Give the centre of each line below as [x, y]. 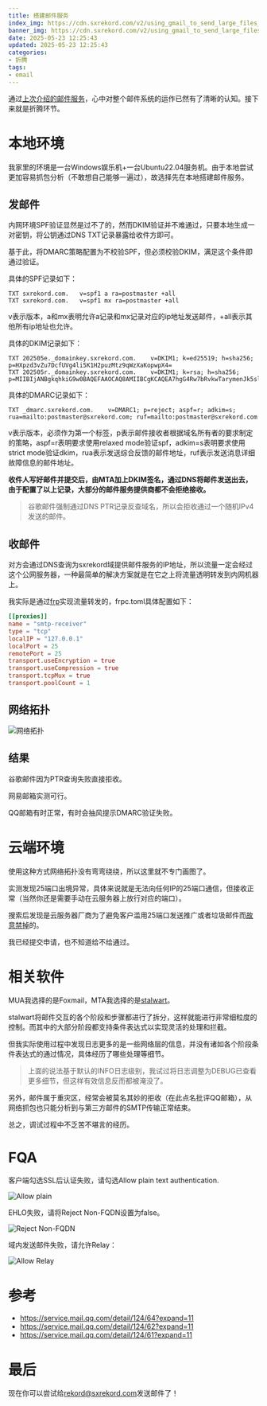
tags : [17, 68]
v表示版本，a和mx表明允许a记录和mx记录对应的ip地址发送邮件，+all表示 [127, 317]
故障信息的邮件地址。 [43, 463]
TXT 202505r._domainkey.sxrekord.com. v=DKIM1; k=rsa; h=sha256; [124, 372]
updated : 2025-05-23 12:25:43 [58, 45]
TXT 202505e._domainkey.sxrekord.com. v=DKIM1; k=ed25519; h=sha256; [131, 359]
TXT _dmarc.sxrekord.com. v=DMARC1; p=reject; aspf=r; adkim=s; [122, 411]
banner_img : [28, 30]
